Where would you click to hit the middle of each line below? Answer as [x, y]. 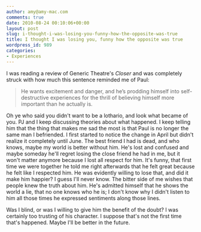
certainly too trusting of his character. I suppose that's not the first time [94, 216]
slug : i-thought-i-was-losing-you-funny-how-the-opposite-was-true [92, 34]
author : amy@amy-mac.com [37, 12]
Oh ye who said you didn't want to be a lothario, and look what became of [97, 115]
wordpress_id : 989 [29, 45]
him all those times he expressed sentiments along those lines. [83, 198]
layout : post [22, 28]
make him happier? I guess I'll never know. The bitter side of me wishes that [100, 179]
